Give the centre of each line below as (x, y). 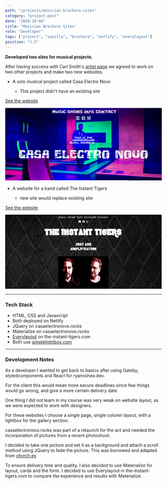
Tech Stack (19, 305)
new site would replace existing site (56, 198)
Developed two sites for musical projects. (49, 57)
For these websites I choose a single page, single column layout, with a (78, 415)
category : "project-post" (32, 16)
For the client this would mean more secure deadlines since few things (78, 385)
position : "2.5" (22, 42)
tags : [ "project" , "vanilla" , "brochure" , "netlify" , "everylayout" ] (79, 37)
